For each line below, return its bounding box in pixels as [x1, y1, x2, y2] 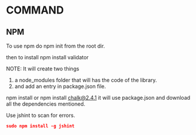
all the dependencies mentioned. [6, 100, 86, 107]
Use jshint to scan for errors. [6, 112, 75, 119]
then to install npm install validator [6, 54, 89, 60]
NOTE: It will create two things [6, 65, 79, 72]
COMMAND [6, 4, 64, 17]
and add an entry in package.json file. [14, 83, 106, 90]
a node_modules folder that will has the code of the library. [14, 77, 157, 83]
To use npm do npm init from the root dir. [6, 42, 106, 49]
